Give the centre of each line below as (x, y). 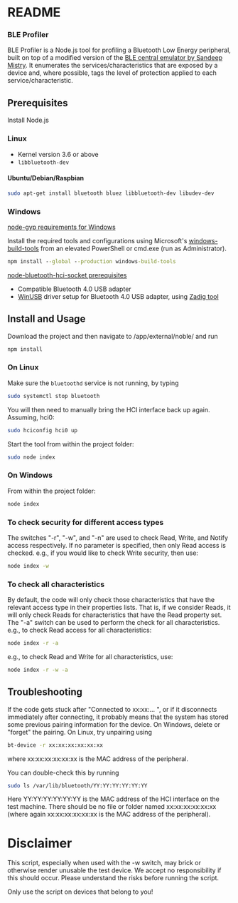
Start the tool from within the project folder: (71, 444)
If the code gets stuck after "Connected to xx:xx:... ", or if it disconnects (112, 709)
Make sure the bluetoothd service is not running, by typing (93, 383)
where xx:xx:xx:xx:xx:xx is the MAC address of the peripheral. (98, 759)
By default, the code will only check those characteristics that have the (111, 600)
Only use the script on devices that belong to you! (80, 892)
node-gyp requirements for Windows (61, 227)
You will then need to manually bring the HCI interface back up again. (109, 409)
